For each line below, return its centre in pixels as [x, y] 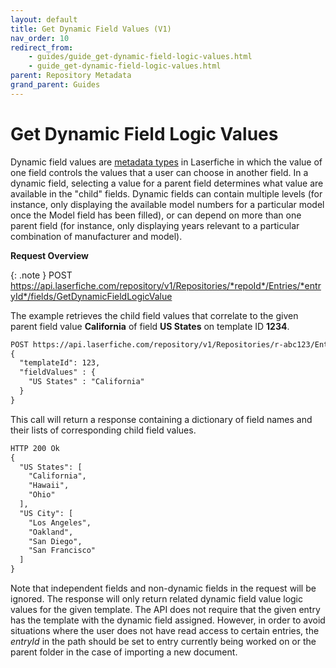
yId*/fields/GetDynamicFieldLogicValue [91, 296]
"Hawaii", [49, 486]
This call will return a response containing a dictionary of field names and [161, 419]
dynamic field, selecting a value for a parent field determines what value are [167, 183]
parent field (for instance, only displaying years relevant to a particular [155, 225]
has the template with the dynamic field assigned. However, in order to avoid [168, 620]
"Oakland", [51, 532]
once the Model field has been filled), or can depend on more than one [156, 215]
